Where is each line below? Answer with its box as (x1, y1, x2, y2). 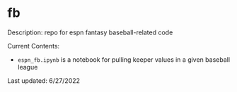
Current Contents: (7, 41, 60, 50)
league (17, 63, 38, 71)
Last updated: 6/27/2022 (7, 76, 80, 85)
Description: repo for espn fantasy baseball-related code (7, 28, 173, 37)
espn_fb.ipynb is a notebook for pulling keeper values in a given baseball (17, 55, 231, 64)
